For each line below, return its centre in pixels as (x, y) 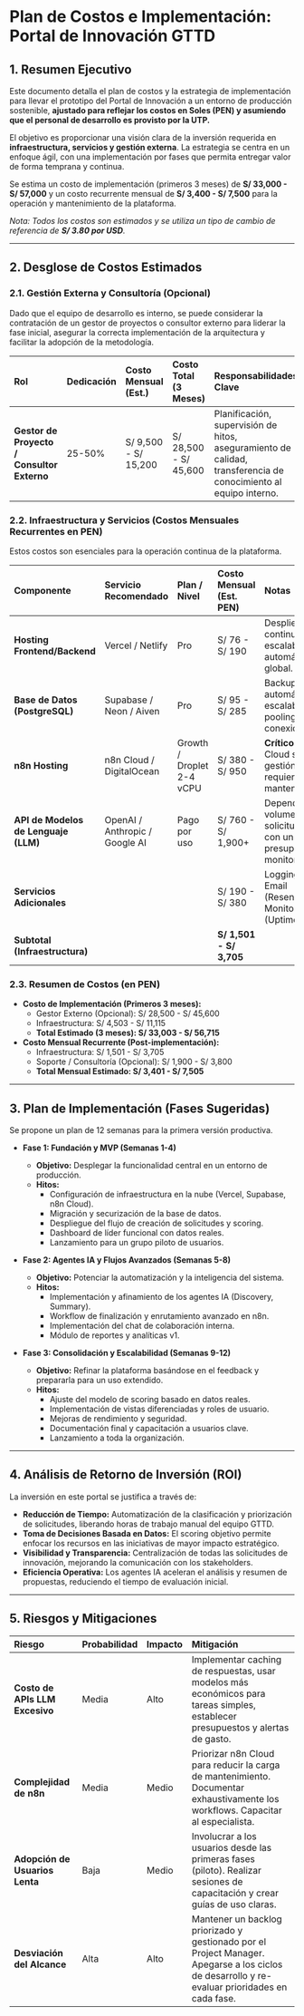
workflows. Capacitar (237, 1810)
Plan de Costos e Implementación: (141, 17)
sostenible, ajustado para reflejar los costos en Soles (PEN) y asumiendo (148, 110)
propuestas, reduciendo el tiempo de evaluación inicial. (125, 1581)
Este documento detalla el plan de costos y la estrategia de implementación (150, 91)
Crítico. (280, 742)
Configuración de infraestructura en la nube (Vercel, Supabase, (168, 1195)
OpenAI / (123, 819)
